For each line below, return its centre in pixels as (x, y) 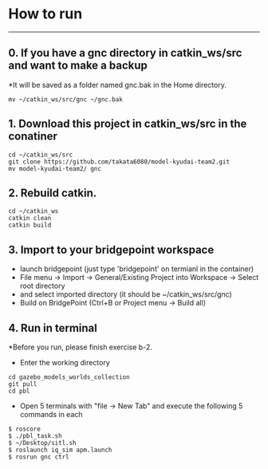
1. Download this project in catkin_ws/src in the (128, 124)
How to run (45, 14)
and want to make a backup (78, 66)
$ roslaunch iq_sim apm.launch (60, 450)
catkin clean (30, 219)
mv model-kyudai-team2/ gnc (55, 168)
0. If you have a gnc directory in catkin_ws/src (125, 53)
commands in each (51, 414)
